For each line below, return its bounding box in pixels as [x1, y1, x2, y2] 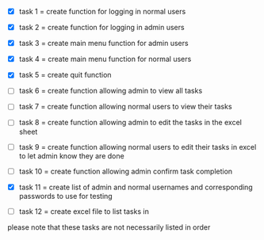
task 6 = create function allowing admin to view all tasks [18, 86, 203, 96]
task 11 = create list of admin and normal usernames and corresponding [18, 182, 253, 192]
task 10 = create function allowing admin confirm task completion [18, 166, 233, 176]
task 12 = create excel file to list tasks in [18, 206, 150, 216]
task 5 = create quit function [18, 70, 112, 80]
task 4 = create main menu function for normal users [18, 55, 192, 64]
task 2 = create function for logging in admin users [18, 23, 185, 32]
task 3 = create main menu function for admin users [18, 39, 189, 48]
